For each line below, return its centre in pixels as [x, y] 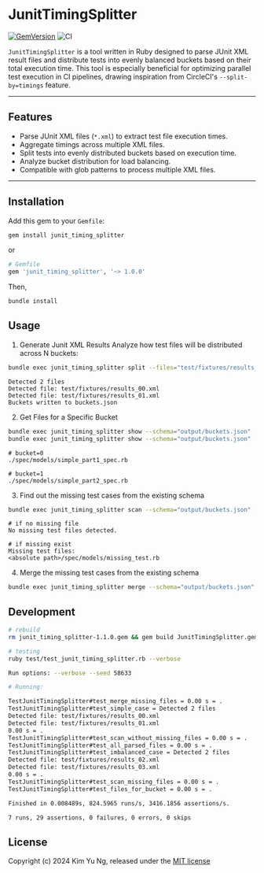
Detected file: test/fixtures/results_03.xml [84, 768]
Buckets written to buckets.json [63, 402]
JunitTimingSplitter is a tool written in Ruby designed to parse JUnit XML [128, 51]
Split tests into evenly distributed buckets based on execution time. [128, 153]
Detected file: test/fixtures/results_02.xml [84, 760]
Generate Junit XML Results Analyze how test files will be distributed [131, 345]
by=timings [26, 85]
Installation [36, 202]
